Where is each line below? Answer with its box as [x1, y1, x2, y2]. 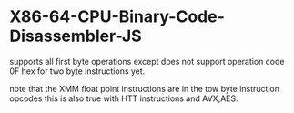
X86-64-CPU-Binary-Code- [9, 6, 226, 27]
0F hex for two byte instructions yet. [9, 66, 146, 77]
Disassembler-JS [9, 26, 143, 46]
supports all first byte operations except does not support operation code [9, 56, 285, 67]
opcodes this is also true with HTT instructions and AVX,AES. [9, 93, 238, 104]
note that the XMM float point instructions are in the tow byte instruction [9, 83, 280, 94]
